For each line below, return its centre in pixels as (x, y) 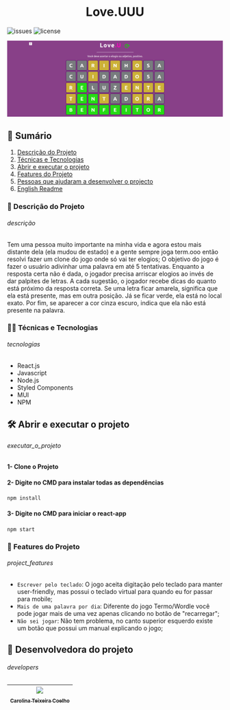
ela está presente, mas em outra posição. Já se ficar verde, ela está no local (115, 296)
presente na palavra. (36, 310)
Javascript (32, 373)
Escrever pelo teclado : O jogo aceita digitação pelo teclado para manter (120, 584)
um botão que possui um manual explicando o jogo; (90, 628)
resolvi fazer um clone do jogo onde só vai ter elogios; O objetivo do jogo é (113, 259)
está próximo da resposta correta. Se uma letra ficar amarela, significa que (113, 288)
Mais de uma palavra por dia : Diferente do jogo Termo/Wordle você (113, 606)
